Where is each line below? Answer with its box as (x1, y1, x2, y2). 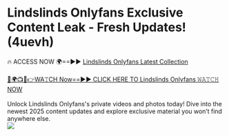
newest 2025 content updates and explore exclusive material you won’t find (7, 107, 223, 115)
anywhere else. (7, 114, 50, 122)
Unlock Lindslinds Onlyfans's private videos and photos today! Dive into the (7, 99, 222, 108)
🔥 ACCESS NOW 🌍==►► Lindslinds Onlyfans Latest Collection (7, 57, 188, 66)
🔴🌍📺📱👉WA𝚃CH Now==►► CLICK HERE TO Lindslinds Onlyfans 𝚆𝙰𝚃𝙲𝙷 (7, 75, 219, 84)
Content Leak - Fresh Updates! (7, 19, 186, 35)
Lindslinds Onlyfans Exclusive (7, 5, 183, 21)
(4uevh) (7, 35, 54, 50)
